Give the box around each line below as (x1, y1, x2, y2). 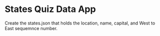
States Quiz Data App (5, 3, 96, 15)
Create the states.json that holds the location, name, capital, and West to (5, 20, 155, 26)
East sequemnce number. (5, 25, 58, 31)
